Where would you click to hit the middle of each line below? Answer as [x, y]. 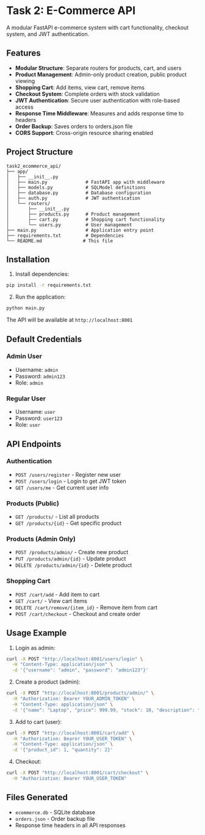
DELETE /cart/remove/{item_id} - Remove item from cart [86, 607]
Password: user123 [39, 418]
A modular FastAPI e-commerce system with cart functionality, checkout [98, 27]
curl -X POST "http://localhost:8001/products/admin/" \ [80, 693]
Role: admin [29, 383]
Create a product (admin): [48, 682]
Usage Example [37, 633]
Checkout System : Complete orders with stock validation [87, 94]
